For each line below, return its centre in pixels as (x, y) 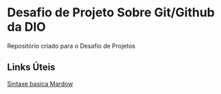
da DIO (27, 27)
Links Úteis (31, 67)
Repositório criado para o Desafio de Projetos (71, 46)
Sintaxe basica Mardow (40, 84)
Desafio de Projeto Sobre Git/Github (111, 13)
